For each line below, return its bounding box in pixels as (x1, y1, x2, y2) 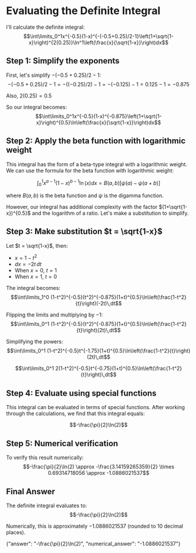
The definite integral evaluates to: (6, 502, 87, 509)
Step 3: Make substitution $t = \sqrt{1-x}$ (6, 227, 163, 237)
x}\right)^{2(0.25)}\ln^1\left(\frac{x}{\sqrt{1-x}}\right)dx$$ (28, 39, 169, 46)
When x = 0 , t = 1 (14, 267, 57, 274)
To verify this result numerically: (6, 454, 84, 461)
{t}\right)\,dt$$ (80, 371, 117, 378)
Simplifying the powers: (6, 338, 63, 345)
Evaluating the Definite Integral (6, 4, 161, 18)
